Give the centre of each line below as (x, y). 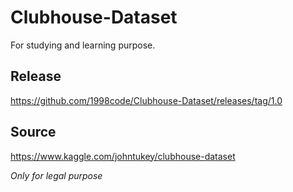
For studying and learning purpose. (83, 45)
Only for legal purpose (56, 175)
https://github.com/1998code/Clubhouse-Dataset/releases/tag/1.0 (146, 100)
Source (33, 132)
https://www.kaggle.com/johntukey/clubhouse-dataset (123, 156)
